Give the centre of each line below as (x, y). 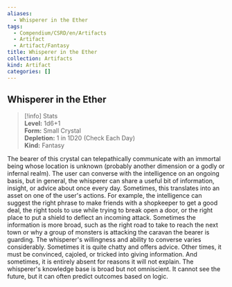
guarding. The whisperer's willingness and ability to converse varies (104, 240)
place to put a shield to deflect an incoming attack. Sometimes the (101, 218)
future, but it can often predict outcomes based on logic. (88, 277)
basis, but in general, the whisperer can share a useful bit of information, (111, 181)
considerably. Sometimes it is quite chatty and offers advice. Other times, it (114, 247)
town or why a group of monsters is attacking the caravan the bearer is (108, 232)
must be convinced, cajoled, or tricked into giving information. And (102, 254)
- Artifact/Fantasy (42, 46)
